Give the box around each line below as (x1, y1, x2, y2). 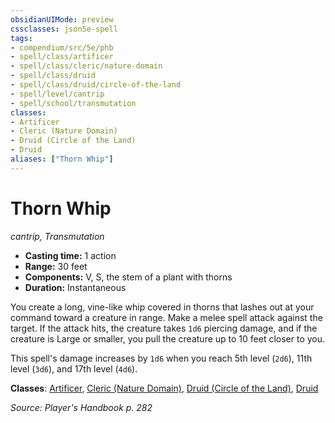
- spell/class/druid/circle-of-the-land (10, 80, 182, 90)
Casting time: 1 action (24, 249, 117, 261)
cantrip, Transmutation (10, 230, 105, 242)
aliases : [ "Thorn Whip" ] (10, 154, 114, 164)
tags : (10, 33, 33, 43)
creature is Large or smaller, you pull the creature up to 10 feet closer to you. (10, 332, 326, 345)
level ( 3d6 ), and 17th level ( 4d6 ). (10, 362, 138, 375)
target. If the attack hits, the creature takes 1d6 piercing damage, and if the (10, 322, 318, 334)
